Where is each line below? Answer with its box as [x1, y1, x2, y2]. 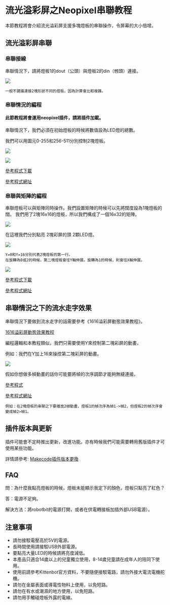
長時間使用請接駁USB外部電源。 [12, 543, 80, 550]
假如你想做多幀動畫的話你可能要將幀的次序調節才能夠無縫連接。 [5, 371, 138, 377]
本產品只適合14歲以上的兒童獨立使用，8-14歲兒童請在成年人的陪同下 [12, 556, 156, 562]
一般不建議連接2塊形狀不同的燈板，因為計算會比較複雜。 [5, 88, 106, 94]
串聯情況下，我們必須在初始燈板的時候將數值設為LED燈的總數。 [5, 127, 138, 133]
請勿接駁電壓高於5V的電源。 [12, 537, 72, 543]
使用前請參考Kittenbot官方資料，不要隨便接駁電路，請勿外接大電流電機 [12, 569, 160, 575]
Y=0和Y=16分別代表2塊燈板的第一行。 [5, 252, 72, 257]
